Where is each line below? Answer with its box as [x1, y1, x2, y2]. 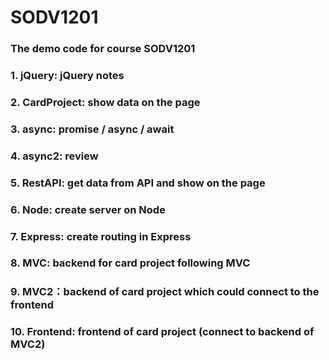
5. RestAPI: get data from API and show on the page [10, 176, 266, 190]
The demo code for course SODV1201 [10, 42, 196, 56]
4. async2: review [10, 149, 99, 163]
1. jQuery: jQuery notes [10, 69, 125, 83]
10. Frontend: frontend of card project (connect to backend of [10, 325, 315, 339]
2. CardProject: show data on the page [10, 95, 201, 109]
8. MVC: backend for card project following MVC [10, 256, 251, 270]
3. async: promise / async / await [10, 122, 175, 136]
